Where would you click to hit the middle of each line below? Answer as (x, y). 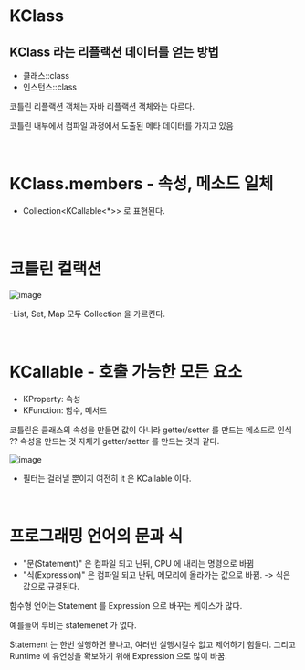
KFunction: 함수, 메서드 (65, 410)
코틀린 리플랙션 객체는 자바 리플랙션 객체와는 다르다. (102, 106)
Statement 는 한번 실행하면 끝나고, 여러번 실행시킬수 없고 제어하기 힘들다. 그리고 (153, 644)
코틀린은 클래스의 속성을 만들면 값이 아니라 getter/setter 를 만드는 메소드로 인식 (151, 430)
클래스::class (46, 75)
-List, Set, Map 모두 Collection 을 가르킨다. (88, 314)
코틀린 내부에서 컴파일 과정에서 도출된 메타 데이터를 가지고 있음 (122, 126)
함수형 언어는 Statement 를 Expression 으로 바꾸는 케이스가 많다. (126, 605)
